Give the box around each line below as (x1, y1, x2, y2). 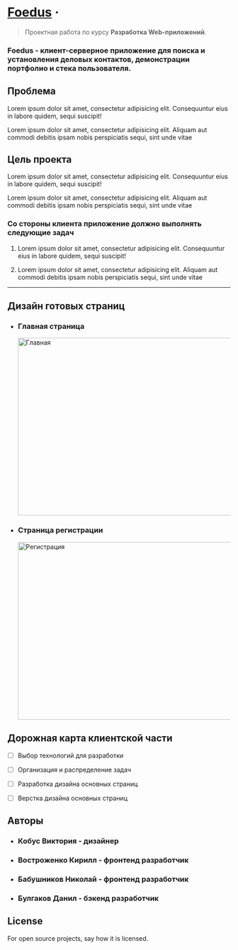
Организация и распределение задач (17, 765, 132, 774)
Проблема (7, 85, 57, 97)
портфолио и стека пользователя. (7, 63, 131, 73)
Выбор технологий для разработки (17, 751, 124, 760)
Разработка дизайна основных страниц (17, 779, 138, 788)
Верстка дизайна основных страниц (17, 794, 128, 802)
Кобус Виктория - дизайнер (17, 836, 119, 846)
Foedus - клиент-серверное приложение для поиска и (7, 45, 205, 55)
